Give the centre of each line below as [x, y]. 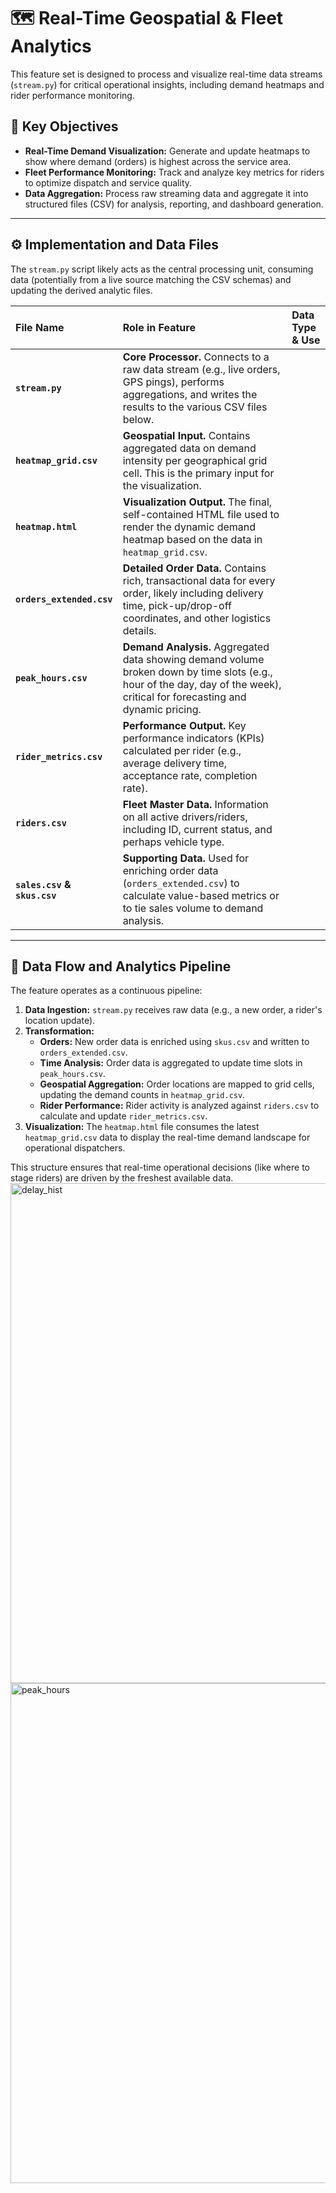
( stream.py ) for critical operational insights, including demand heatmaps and [167, 84]
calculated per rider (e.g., [182, 750]
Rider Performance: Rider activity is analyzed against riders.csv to [179, 1106]
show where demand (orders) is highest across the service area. [158, 161]
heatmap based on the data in [192, 539]
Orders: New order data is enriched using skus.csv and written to [174, 1042]
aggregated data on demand [189, 448]
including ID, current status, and [197, 829]
